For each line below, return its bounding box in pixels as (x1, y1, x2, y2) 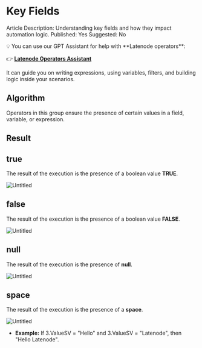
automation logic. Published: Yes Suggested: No (6, 30, 126, 38)
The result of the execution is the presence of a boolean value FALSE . (6, 215, 180, 223)
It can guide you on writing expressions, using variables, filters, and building (6, 69, 197, 76)
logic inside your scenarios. (6, 75, 75, 82)
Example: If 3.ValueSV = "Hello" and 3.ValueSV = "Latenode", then (15, 329, 182, 337)
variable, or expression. (6, 115, 65, 122)
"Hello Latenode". (15, 336, 59, 343)
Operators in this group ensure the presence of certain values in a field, (6, 109, 184, 116)
